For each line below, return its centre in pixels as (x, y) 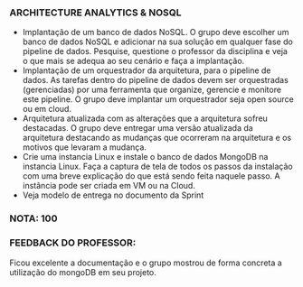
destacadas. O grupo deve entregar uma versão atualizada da (137, 128)
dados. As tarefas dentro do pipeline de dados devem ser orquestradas (156, 80)
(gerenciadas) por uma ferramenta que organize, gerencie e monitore (152, 90)
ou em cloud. (47, 109)
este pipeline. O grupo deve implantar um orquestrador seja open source (158, 99)
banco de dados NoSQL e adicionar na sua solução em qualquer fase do (158, 42)
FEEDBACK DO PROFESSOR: (73, 243)
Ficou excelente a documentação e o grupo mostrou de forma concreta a (146, 263)
